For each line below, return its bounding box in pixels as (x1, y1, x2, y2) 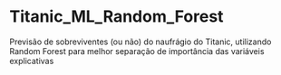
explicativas (9, 55, 54, 66)
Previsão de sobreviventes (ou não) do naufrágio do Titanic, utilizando (9, 36, 272, 47)
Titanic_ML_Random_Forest (9, 6, 224, 27)
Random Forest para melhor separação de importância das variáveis (9, 45, 265, 56)
